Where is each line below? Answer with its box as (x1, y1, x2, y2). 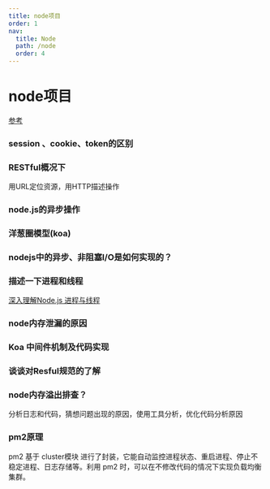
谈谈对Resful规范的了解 (8, 365, 101, 376)
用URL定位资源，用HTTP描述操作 (8, 182, 120, 192)
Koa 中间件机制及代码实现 (8, 342, 109, 353)
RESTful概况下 (8, 162, 66, 173)
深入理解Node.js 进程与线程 (8, 296, 101, 305)
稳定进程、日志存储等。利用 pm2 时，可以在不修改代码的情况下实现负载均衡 (8, 461, 262, 471)
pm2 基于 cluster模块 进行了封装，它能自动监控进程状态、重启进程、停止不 (8, 452, 259, 461)
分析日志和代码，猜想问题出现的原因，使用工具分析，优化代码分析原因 (8, 409, 243, 419)
